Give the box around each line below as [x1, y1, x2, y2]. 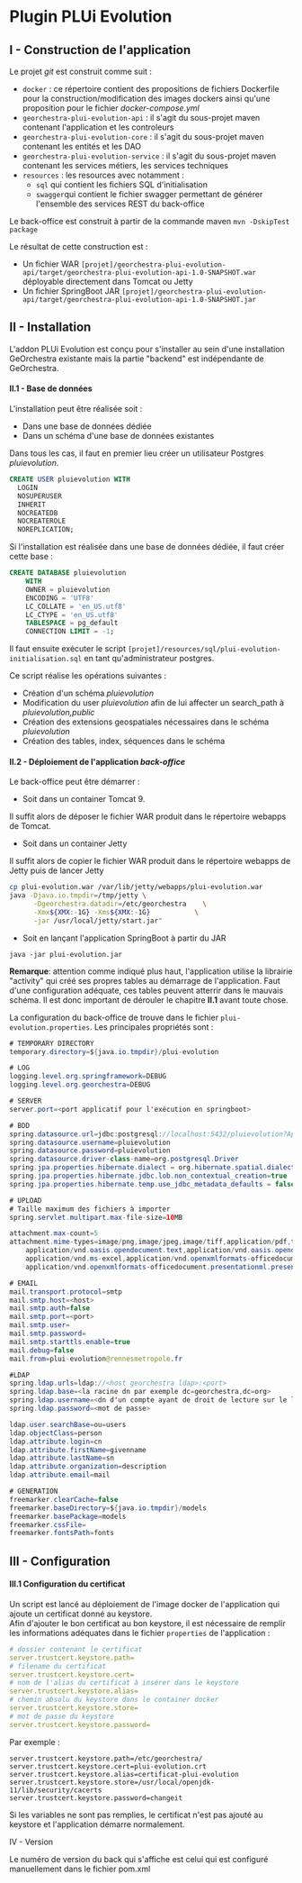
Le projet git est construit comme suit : [9, 66, 153, 77]
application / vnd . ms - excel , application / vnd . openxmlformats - [25, 1254, 252, 1263]
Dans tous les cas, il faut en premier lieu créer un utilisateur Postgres [9, 448, 264, 459]
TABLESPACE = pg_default [25, 619, 119, 628]
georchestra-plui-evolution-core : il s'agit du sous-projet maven [22, 132, 264, 141]
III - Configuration [9, 1553, 111, 1569]
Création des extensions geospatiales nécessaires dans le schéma [22, 716, 270, 727]
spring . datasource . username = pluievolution [9, 1138, 171, 1147]
